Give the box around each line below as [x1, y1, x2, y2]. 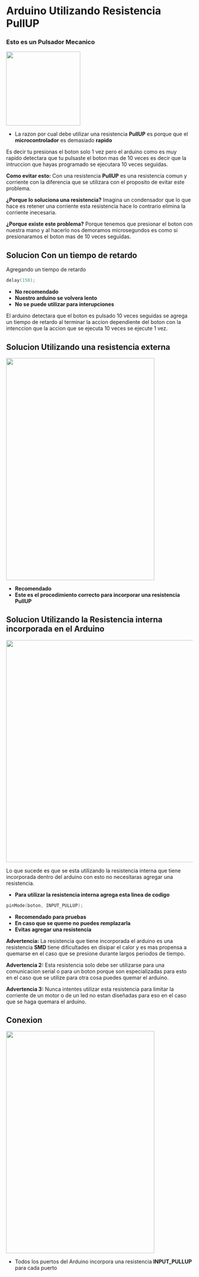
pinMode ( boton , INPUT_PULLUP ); [6, 902, 84, 909]
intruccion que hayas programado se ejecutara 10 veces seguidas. [6, 161, 168, 168]
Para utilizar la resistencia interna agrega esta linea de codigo [14, 891, 170, 898]
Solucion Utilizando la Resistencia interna [6, 615, 163, 625]
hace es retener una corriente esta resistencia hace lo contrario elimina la [6, 203, 185, 210]
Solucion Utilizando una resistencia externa [6, 342, 171, 352]
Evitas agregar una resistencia [14, 926, 92, 933]
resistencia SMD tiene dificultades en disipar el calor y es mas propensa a [6, 944, 187, 951]
